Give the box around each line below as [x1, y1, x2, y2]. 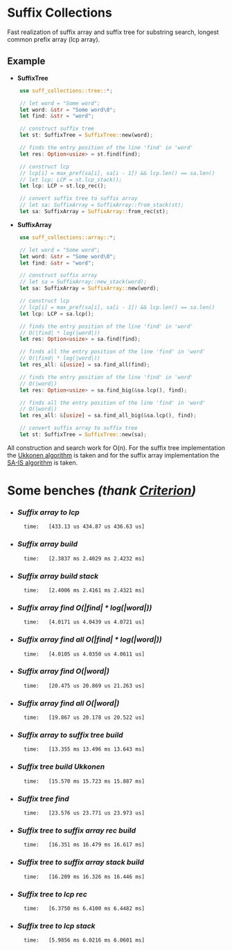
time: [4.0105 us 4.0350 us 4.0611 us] [24, 651, 145, 658]
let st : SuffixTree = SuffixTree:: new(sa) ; [19, 431, 148, 438]
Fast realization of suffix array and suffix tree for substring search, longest [7, 28, 220, 36]
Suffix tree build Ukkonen [17, 762, 105, 772]
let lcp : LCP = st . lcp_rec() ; [19, 183, 107, 190]
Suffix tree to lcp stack [17, 921, 96, 931]
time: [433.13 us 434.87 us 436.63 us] [24, 523, 145, 531]
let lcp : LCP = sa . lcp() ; [19, 310, 95, 317]
